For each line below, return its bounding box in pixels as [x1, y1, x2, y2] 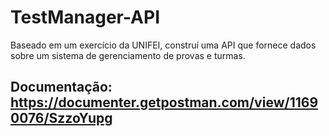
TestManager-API [10, 6, 161, 29]
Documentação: [10, 79, 113, 96]
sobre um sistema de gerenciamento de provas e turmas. [10, 49, 246, 61]
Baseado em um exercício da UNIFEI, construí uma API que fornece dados [10, 39, 317, 51]
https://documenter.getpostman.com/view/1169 [10, 94, 319, 111]
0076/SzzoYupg [10, 110, 113, 127]
